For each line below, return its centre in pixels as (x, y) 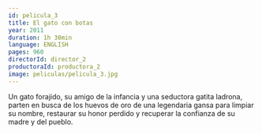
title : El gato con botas (51, 23)
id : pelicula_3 (33, 15)
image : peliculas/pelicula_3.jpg (63, 74)
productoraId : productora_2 (54, 67)
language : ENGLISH (38, 45)
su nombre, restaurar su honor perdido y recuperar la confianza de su (122, 113)
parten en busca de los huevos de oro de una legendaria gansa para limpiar (131, 105)
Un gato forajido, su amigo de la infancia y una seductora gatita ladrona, (125, 96)
